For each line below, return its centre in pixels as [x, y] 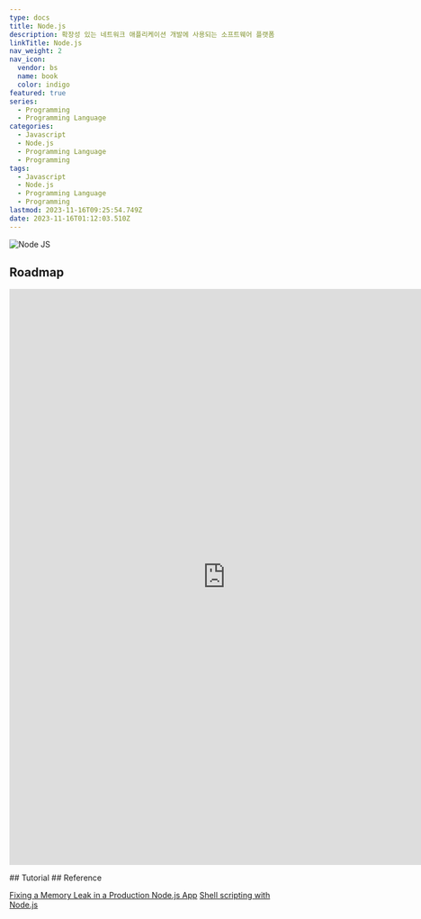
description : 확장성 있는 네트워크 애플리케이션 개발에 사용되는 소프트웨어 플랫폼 [142, 34]
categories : [31, 127]
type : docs [30, 18]
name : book [38, 77]
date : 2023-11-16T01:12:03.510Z [70, 218]
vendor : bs [38, 68]
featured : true [38, 93]
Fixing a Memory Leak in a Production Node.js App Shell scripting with [140, 896]
